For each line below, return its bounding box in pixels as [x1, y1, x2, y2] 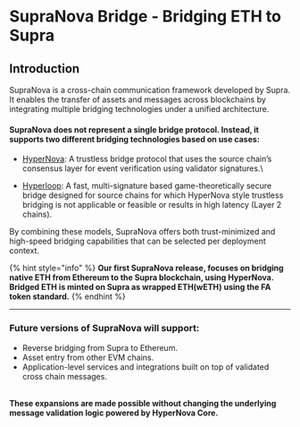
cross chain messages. [21, 371, 107, 381]
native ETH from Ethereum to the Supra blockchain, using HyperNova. [9, 272, 274, 283]
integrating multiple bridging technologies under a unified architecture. [9, 104, 270, 114]
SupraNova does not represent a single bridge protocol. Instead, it [9, 124, 259, 135]
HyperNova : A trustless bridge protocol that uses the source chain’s [21, 154, 272, 165]
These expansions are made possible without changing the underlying [9, 397, 277, 408]
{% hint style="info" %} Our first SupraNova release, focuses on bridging [9, 262, 284, 274]
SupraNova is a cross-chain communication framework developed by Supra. [9, 85, 291, 95]
